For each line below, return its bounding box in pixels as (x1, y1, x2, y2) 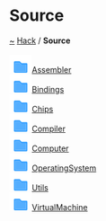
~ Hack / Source (9, 35, 71, 46)
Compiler (31, 123, 66, 134)
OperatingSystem (31, 163, 97, 173)
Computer (31, 143, 69, 154)
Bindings (31, 84, 65, 94)
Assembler (31, 64, 72, 75)
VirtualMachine (31, 201, 88, 212)
